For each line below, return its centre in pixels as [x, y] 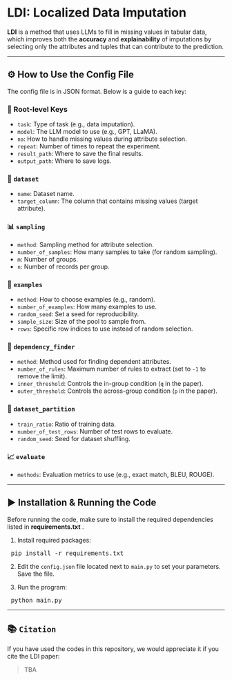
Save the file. [36, 574]
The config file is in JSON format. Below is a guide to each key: [97, 91]
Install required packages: [54, 540]
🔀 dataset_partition [41, 409]
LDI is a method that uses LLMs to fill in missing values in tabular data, [107, 32]
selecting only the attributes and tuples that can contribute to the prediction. [116, 46]
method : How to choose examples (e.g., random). [86, 299]
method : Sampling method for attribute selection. [85, 244]
